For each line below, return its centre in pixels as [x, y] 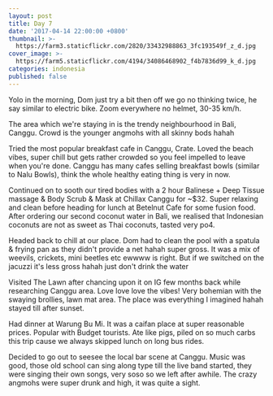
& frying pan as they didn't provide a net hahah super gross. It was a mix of [134, 249]
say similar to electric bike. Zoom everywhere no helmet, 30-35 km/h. [125, 108]
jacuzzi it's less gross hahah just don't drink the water [99, 266]
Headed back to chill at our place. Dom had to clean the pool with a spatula [134, 240]
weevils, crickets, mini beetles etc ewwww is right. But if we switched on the [136, 258]
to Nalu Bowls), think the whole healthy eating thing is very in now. [119, 174]
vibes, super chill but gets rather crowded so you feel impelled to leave [127, 157]
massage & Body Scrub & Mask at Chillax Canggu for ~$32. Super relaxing [133, 198]
